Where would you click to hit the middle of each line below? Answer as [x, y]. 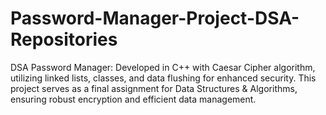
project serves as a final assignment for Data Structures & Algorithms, [154, 88]
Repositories [64, 39]
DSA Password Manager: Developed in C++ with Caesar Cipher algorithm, [163, 67]
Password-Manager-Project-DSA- [155, 18]
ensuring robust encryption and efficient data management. [133, 99]
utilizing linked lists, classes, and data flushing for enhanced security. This [163, 78]
